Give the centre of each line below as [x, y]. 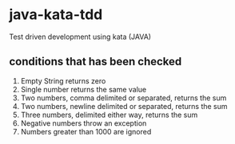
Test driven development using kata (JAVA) [80, 37]
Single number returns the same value [84, 89]
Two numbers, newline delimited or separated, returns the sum [124, 106]
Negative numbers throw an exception [84, 123]
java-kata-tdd [56, 15]
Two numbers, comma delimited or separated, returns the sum [123, 98]
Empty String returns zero [63, 80]
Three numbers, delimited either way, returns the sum [109, 115]
